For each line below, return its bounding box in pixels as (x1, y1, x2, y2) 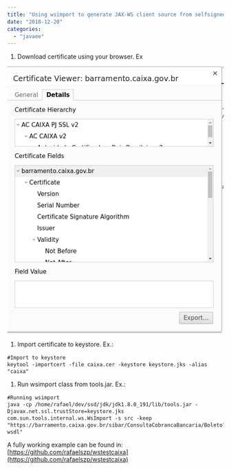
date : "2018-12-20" (7, 18, 63, 25)
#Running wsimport (7, 394, 60, 401)
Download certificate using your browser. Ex (16, 52, 143, 61)
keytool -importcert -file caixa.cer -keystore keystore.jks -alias (7, 361, 208, 368)
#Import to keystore (7, 354, 67, 361)
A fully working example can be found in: (7, 440, 124, 449)
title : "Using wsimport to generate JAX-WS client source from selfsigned (7, 11, 226, 18)
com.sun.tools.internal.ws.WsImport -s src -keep (7, 414, 153, 422)
